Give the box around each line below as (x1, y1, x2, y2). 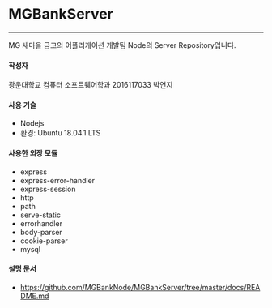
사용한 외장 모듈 (8, 148, 58, 158)
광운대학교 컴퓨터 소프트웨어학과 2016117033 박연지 (8, 80, 173, 90)
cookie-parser (19, 236, 68, 246)
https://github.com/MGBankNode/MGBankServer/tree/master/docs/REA (19, 282, 261, 292)
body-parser (19, 227, 62, 237)
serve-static (19, 210, 61, 220)
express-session (19, 184, 76, 194)
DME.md (19, 291, 49, 301)
